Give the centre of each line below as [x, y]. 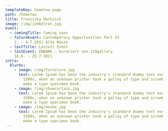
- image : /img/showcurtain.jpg [47, 88]
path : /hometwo [21, 14]
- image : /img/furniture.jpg [44, 70]
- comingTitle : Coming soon [39, 33]
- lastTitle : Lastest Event [39, 47]
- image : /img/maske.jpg [40, 107]
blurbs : [18, 65]
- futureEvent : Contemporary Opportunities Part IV [65, 38]
